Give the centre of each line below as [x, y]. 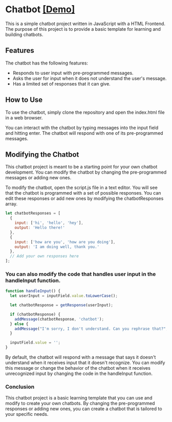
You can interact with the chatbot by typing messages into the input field [82, 128]
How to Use [24, 100]
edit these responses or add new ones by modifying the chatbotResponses [84, 199]
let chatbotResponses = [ [33, 214]
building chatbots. [24, 34]
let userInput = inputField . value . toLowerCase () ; [64, 296]
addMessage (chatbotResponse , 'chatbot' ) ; [59, 319]
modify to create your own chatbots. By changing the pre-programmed [80, 404]
